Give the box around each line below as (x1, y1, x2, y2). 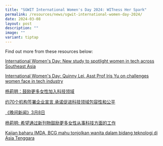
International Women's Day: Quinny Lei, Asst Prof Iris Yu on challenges (5, 73, 149, 79)
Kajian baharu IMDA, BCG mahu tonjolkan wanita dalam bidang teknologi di (5, 130, 158, 136)
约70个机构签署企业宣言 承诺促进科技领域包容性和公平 (5, 98, 116, 104)
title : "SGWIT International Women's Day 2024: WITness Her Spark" (5, 7, 147, 12)
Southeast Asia (5, 63, 36, 69)
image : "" (5, 30, 26, 35)
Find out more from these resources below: (5, 48, 93, 54)
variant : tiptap (5, 35, 39, 40)
